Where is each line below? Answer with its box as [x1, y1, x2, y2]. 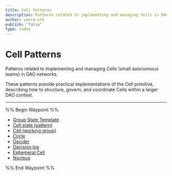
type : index [5, 27, 31, 32]
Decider [12, 139, 30, 145]
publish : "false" [5, 22, 42, 27]
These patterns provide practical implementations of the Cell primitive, [5, 81, 154, 87]
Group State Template [12, 116, 59, 123]
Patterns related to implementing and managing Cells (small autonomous [5, 66, 159, 72]
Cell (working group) [12, 128, 56, 134]
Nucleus [12, 155, 31, 161]
